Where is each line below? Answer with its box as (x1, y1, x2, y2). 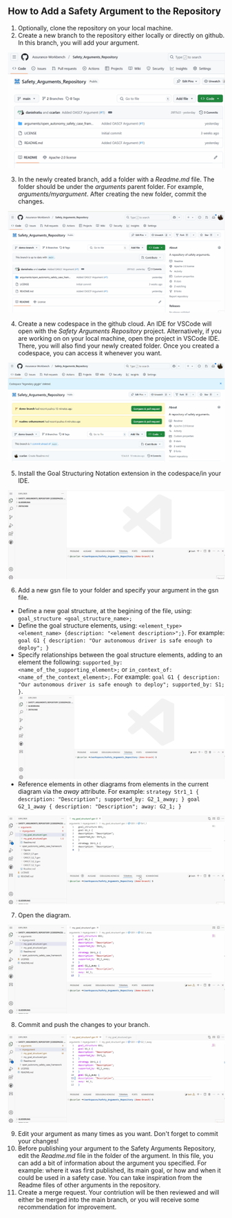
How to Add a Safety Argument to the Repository (8, 6, 221, 17)
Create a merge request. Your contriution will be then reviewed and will (17, 1188, 220, 1196)
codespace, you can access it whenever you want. (17, 349, 162, 357)
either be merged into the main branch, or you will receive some (17, 1195, 200, 1204)
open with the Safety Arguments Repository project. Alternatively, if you (17, 327, 222, 335)
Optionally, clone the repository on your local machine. (17, 23, 173, 32)
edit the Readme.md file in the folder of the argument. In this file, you (17, 1151, 214, 1159)
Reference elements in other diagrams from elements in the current (17, 780, 209, 788)
